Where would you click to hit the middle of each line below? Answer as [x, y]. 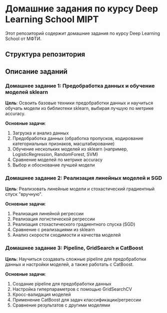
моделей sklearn [27, 92]
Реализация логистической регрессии [53, 219]
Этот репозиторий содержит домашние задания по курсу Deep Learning [83, 33]
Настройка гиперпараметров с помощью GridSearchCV [72, 289]
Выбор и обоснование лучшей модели [53, 165]
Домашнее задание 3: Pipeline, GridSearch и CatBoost [74, 248]
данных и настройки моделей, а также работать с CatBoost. [69, 264]
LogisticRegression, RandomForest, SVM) [55, 154]
